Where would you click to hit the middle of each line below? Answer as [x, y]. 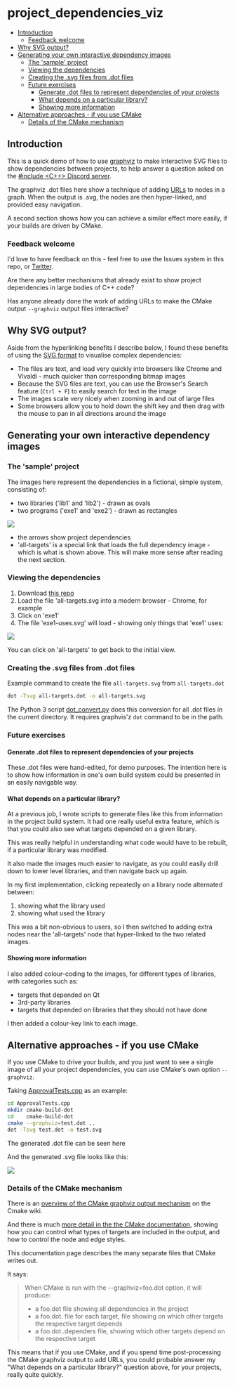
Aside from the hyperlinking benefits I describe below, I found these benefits [118, 347]
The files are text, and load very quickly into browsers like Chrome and [120, 368]
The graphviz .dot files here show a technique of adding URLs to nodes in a [116, 189]
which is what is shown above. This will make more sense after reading [120, 552]
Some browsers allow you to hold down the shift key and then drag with [121, 406]
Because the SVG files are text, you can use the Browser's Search [113, 384]
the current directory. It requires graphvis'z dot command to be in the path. [116, 717]
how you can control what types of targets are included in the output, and [114, 1232]
